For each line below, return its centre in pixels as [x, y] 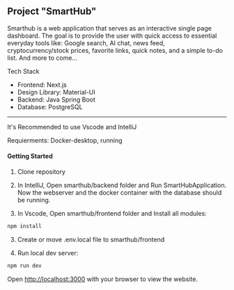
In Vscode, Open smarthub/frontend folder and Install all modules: [112, 214]
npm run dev [24, 266]
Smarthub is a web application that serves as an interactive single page [110, 28]
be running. [34, 200]
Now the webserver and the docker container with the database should [119, 193]
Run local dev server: [48, 252]
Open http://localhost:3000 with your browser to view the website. [103, 279]
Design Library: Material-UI [56, 92]
